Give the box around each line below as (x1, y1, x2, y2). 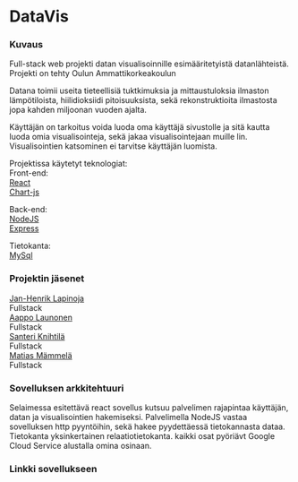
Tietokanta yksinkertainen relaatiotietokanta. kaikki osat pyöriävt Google (9, 431, 276, 442)
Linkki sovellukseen (9, 463, 98, 475)
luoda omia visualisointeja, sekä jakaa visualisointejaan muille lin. (9, 132, 248, 142)
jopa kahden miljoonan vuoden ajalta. (9, 105, 148, 116)
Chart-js (9, 186, 40, 198)
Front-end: (9, 168, 49, 178)
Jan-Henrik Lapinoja (9, 293, 85, 304)
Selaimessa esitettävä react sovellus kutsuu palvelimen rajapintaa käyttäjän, (9, 402, 289, 413)
